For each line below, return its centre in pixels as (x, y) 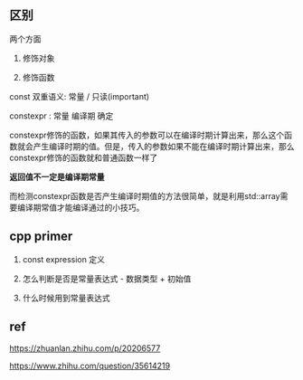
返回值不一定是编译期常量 (57, 176)
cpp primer (41, 237)
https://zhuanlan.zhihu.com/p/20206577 (85, 348)
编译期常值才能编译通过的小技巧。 (80, 207)
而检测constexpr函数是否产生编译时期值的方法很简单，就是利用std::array (145, 195)
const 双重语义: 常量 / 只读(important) (80, 96)
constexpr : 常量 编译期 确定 (62, 116)
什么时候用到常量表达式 (66, 298)
